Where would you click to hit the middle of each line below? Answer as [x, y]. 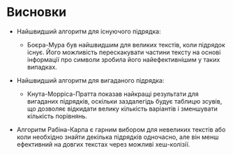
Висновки [37, 12]
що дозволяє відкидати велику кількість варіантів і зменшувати [122, 108]
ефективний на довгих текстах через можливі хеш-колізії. [103, 144]
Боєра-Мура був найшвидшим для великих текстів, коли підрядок [126, 44]
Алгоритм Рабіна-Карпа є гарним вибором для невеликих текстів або [121, 129]
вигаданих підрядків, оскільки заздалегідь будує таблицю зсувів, [125, 101]
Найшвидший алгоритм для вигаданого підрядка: [90, 80]
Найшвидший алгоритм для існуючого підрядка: [89, 31]
